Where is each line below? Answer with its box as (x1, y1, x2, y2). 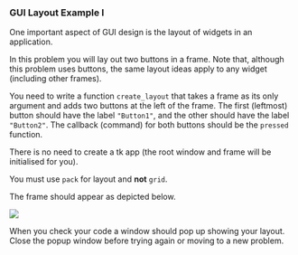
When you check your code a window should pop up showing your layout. (9, 226, 285, 237)
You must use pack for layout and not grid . (9, 174, 168, 184)
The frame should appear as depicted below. (9, 192, 176, 203)
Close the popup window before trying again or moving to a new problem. (9, 235, 284, 246)
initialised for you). (9, 156, 79, 167)
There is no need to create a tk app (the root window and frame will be (9, 146, 272, 157)
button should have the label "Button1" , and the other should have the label (9, 110, 290, 121)
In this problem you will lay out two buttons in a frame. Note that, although (9, 54, 284, 65)
